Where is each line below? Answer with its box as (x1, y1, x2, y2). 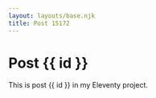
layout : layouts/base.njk (8, 11, 95, 20)
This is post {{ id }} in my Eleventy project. (8, 80, 149, 90)
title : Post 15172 (8, 19, 70, 27)
